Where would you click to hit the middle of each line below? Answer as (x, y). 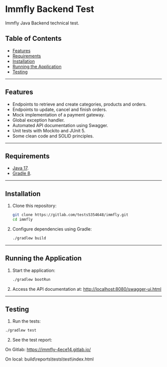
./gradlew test (21, 330)
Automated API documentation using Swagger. (60, 125)
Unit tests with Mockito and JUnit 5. (49, 130)
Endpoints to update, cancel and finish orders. (60, 109)
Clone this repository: (34, 206)
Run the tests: (27, 321)
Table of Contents (34, 39)
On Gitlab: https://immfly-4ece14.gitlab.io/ (48, 350)
